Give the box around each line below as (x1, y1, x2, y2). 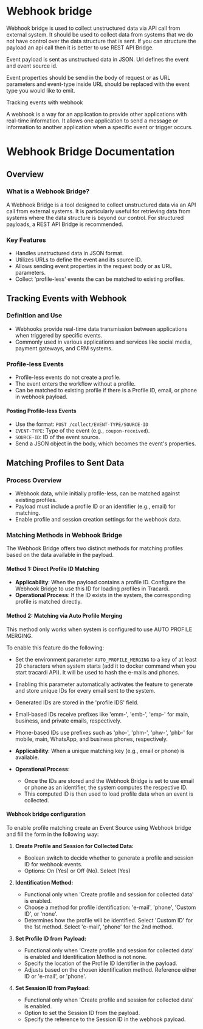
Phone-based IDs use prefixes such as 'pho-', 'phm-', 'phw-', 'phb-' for (15, 729, 194, 736)
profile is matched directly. (15, 598, 82, 606)
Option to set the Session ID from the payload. (24, 1009, 140, 1016)
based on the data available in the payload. (6, 551, 114, 559)
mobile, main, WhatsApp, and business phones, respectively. (15, 735, 168, 743)
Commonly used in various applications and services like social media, (15, 338, 193, 345)
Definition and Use (6, 311, 63, 320)
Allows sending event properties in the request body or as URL (15, 263, 173, 270)
